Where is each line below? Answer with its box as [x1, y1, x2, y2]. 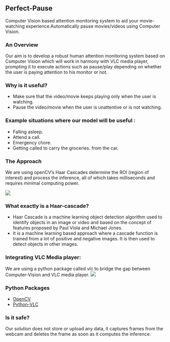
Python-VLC [12, 301, 39, 307]
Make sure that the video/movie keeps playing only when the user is [12, 93, 157, 100]
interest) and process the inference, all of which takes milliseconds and [5, 175, 155, 181]
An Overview [5, 41, 38, 48]
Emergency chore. [12, 139, 52, 145]
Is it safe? [5, 314, 30, 321]
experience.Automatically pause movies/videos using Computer [26, 23, 161, 29]
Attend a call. [12, 134, 41, 140]
